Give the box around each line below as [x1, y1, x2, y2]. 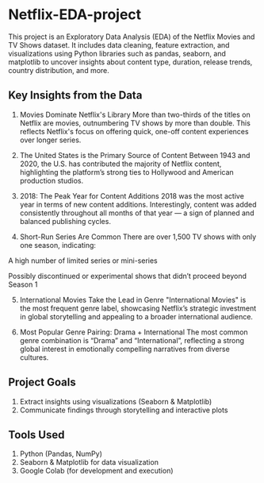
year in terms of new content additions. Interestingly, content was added [19, 199, 257, 209]
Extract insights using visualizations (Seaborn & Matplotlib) [19, 396, 212, 406]
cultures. [19, 352, 49, 362]
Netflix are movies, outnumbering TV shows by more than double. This [19, 118, 251, 128]
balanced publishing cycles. [19, 216, 111, 226]
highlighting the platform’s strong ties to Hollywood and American [19, 167, 234, 176]
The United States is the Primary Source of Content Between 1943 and [19, 150, 251, 160]
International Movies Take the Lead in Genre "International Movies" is [19, 295, 247, 304]
